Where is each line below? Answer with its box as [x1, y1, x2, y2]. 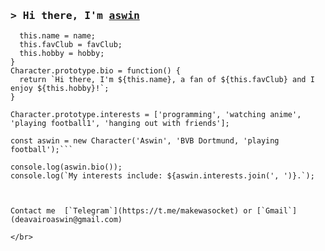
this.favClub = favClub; [19, 40, 123, 50]
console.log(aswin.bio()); [10, 162, 123, 173]
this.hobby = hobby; [19, 49, 105, 59]
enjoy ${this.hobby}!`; [10, 84, 110, 94]
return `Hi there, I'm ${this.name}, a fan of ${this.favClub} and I [19, 75, 315, 85]
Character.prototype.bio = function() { [10, 66, 182, 76]
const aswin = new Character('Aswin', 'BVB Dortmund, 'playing [10, 136, 280, 146]
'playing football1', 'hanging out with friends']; [10, 119, 230, 129]
